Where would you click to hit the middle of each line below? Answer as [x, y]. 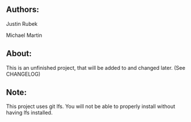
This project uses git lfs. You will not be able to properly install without [91, 106]
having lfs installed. [29, 113]
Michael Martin [24, 35]
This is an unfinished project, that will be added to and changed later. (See [96, 67]
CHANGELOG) [23, 74]
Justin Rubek [22, 23]
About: [19, 54]
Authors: [23, 10]
